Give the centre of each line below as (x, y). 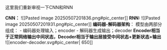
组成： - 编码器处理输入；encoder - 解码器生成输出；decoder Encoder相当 (83, 30)
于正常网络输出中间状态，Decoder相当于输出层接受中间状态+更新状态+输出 (83, 37)
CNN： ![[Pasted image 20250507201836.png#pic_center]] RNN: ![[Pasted (83, 18)
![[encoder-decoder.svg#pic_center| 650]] (49, 42)
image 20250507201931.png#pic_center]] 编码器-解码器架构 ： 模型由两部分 (83, 24)
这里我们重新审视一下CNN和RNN (39, 7)
